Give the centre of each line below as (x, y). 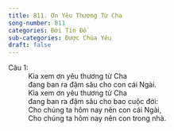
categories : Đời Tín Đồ (48, 30)
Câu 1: (19, 67)
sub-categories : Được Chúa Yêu (60, 38)
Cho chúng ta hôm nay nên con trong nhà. (97, 118)
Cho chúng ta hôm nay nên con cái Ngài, (95, 110)
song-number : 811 (37, 23)
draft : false (30, 45)
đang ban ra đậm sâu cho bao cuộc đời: (93, 102)
